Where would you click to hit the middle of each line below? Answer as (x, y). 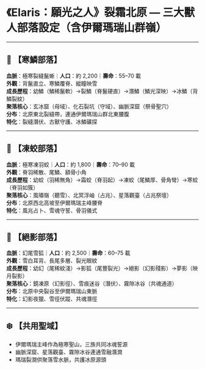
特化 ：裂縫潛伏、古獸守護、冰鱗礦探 (52, 121)
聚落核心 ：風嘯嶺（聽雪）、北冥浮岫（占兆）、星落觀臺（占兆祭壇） (89, 195)
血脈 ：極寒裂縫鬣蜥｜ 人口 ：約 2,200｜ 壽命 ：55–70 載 (74, 76)
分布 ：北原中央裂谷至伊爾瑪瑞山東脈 (52, 291)
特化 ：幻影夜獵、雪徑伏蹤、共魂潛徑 (52, 299)
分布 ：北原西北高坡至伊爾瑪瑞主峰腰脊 (54, 203)
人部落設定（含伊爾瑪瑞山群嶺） (87, 28)
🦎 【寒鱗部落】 (34, 60)
